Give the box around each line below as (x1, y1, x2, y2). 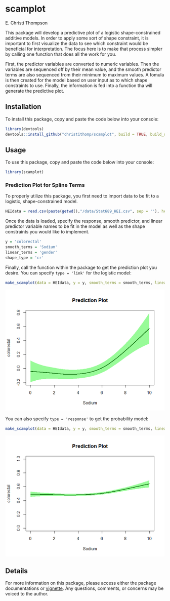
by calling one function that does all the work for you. (5, 51, 116, 57)
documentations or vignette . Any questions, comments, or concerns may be (5, 585, 164, 591)
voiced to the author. (5, 591, 49, 597)
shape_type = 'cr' (5, 255, 44, 260)
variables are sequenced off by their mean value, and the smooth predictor (5, 66, 161, 72)
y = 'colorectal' (5, 239, 42, 245)
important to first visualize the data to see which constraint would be (5, 40, 148, 46)
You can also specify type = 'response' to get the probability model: (5, 416, 149, 422)
